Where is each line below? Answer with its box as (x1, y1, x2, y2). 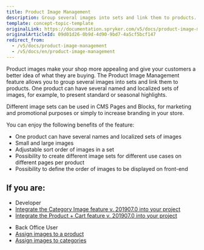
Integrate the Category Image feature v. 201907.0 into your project (15, 205, 181, 213)
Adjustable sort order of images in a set (15, 145, 114, 153)
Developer (15, 199, 41, 206)
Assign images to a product (15, 230, 84, 237)
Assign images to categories (15, 237, 87, 244)
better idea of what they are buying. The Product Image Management (6, 71, 180, 79)
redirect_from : (6, 37, 45, 43)
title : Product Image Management (6, 9, 91, 15)
